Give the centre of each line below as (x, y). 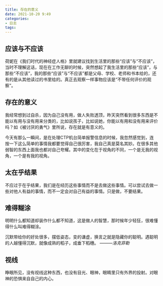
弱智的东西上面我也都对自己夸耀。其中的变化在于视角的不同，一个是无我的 (79, 149)
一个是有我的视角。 (33, 156)
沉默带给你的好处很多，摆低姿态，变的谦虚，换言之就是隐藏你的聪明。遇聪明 (81, 237)
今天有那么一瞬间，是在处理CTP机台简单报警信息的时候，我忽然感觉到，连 (80, 137)
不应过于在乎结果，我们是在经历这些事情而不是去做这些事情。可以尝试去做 (79, 185)
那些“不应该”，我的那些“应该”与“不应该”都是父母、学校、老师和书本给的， (79, 73)
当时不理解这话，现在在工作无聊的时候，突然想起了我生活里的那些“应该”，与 (81, 67)
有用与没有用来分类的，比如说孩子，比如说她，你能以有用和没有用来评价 (86, 121)
